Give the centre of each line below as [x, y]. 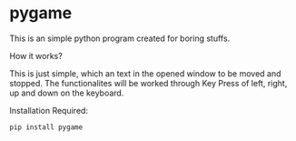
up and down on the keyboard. [67, 93]
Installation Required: [49, 110]
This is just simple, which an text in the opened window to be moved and [145, 73]
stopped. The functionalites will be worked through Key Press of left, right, [148, 83]
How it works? [36, 55]
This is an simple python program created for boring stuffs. [120, 38]
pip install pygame [46, 127]
